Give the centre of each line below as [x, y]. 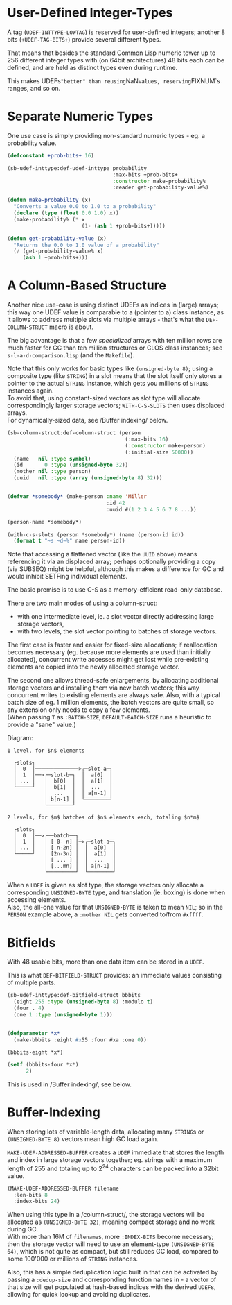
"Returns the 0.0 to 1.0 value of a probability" [86, 245]
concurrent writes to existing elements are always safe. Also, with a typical [114, 695]
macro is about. [71, 327]
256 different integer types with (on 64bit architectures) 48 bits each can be [116, 60]
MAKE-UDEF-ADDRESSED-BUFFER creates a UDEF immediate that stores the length [116, 1152]
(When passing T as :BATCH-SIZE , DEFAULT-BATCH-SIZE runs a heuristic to [109, 717]
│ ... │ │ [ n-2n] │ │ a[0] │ [65, 848]
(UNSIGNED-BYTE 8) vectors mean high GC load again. [83, 1139]
